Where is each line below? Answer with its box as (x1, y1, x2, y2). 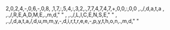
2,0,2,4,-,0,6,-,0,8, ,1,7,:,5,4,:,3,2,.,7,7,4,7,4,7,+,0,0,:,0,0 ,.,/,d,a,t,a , (5, 5, 165, 12)
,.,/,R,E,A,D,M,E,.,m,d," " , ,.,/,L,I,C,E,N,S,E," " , (5, 11, 117, 18)
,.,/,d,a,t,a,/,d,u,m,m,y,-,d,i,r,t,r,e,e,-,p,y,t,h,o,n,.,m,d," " (5, 18, 139, 24)
